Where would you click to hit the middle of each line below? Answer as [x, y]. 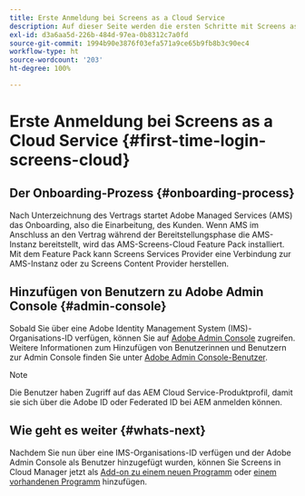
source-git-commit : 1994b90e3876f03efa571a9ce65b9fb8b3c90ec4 [129, 43]
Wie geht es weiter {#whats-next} [108, 431]
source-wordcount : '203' [56, 60]
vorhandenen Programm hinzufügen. [79, 481]
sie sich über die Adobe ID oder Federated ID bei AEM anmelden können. [146, 402]
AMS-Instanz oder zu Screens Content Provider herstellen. [119, 263]
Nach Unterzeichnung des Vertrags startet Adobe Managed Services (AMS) [151, 215]
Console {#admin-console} [88, 307]
